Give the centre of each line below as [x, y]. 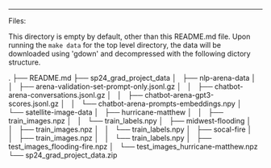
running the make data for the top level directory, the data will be [115, 45]
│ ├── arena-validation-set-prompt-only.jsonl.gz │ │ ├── [111, 86]
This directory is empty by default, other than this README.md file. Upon [129, 36]
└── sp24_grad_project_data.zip [63, 155]
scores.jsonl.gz [33, 103]
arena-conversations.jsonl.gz [57, 95]
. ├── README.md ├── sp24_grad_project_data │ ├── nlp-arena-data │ [132, 78]
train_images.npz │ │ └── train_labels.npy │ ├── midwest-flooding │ [130, 121]
